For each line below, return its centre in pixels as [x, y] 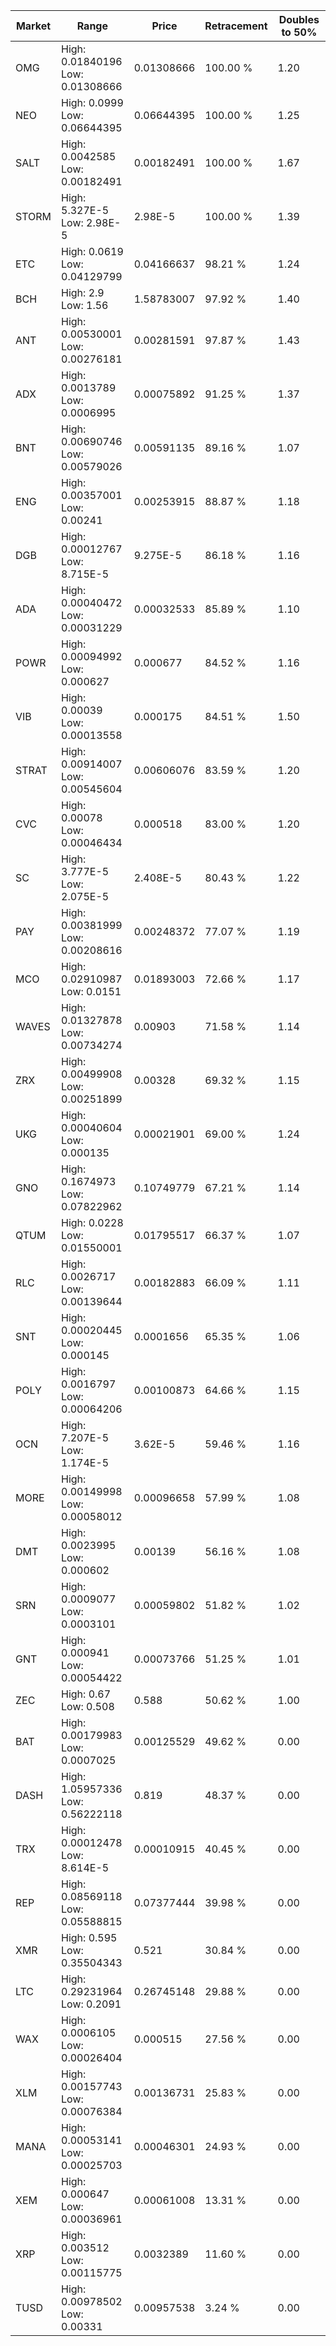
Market [33, 26]
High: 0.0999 [92, 102]
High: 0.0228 [92, 1222]
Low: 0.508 [88, 1706]
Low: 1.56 [85, 305]
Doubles [299, 19]
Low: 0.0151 [91, 991]
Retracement [236, 26]
